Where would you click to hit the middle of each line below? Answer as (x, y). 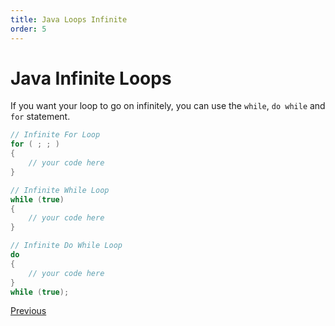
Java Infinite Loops (91, 78)
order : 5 (28, 29)
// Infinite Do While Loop (66, 246)
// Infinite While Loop (60, 190)
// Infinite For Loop (55, 135)
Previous (28, 311)
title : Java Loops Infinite (69, 19)
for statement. (40, 117)
